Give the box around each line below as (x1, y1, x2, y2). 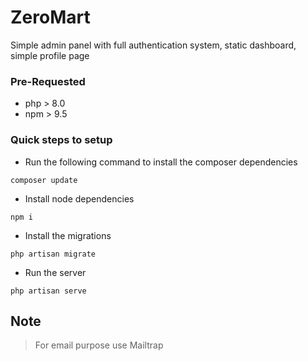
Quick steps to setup (10, 133, 113, 147)
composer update (10, 175, 78, 185)
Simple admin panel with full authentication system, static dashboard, (10, 39, 297, 51)
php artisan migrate (10, 249, 97, 259)
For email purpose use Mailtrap (34, 339, 164, 351)
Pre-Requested (10, 74, 86, 88)
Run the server (24, 266, 87, 278)
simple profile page (10, 49, 90, 61)
